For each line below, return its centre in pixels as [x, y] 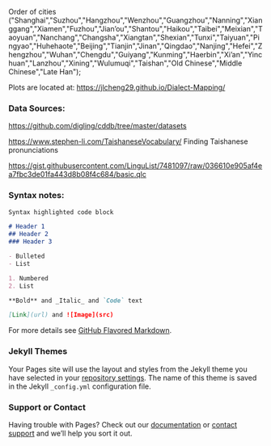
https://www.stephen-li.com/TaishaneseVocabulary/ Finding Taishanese [128, 141]
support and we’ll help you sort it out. [70, 433]
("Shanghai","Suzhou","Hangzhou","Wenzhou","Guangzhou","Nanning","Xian [135, 20]
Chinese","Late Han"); [45, 72]
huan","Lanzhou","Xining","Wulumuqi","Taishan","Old [96, 63]
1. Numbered [28, 278]
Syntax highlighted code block [61, 212]
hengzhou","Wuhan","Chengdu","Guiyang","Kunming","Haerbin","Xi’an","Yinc [135, 55]
